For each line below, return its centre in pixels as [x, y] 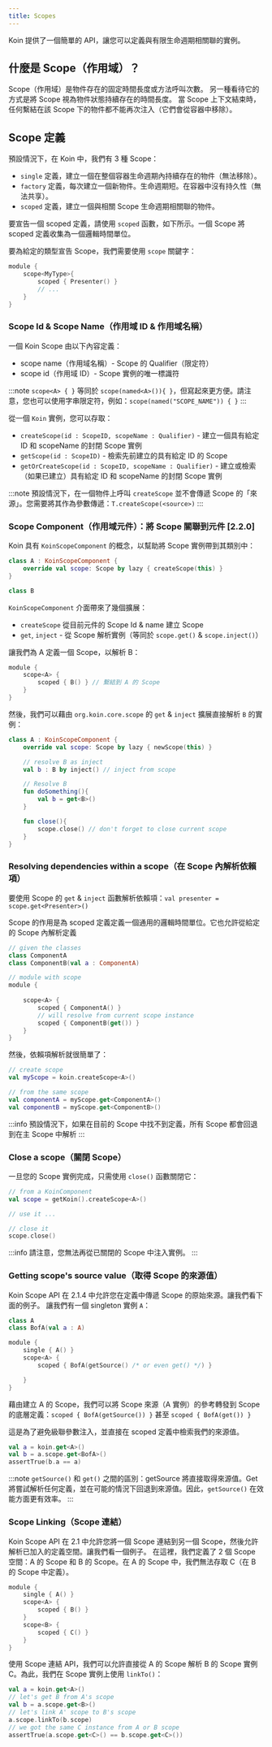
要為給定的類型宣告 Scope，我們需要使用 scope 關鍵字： [102, 251]
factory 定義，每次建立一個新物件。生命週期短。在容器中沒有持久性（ [137, 186]
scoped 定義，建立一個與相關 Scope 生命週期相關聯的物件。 [119, 206]
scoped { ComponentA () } [80, 1008]
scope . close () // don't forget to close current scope [132, 829]
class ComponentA [38, 956]
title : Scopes [32, 16]
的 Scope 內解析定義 [43, 932]
